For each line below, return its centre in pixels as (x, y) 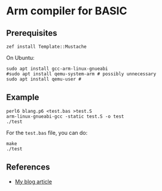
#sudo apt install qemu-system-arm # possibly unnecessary (81, 74)
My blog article (33, 181)
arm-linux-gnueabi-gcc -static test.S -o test (65, 116)
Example (23, 98)
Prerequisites (32, 33)
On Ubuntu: (20, 58)
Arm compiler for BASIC (67, 11)
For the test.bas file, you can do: (47, 133)
